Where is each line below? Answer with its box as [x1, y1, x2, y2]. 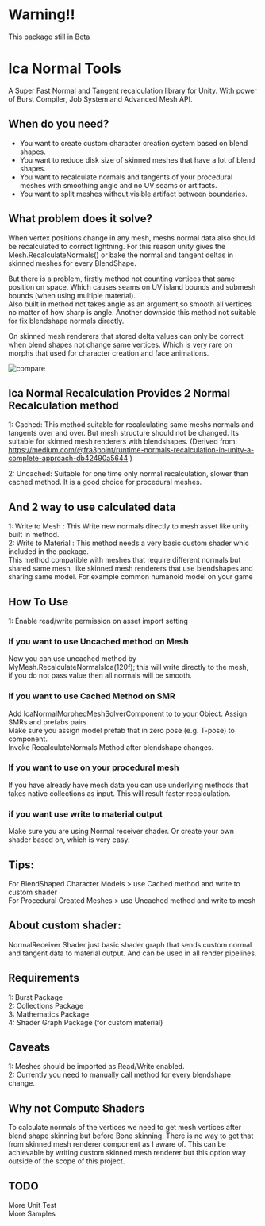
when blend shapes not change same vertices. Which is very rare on [8, 340, 232, 349]
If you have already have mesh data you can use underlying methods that [8, 780, 248, 790]
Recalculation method [8, 398, 119, 412]
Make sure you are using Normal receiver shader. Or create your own [8, 827, 235, 836]
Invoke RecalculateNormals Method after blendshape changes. [8, 742, 214, 751]
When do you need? [8, 117, 109, 131]
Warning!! [8, 6, 75, 24]
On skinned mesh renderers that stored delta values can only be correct [8, 331, 244, 340]
